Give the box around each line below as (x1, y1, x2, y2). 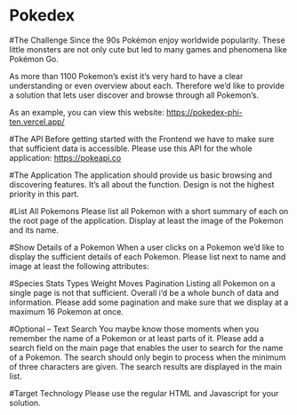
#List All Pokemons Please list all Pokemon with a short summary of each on (9, 205, 289, 216)
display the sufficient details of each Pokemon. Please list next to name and (9, 251, 286, 262)
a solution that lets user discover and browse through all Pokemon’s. (9, 90, 260, 100)
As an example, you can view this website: (9, 107, 165, 117)
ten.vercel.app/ (9, 116, 65, 127)
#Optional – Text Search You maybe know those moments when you (9, 323, 260, 334)
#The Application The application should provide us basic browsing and (9, 170, 273, 180)
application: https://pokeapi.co (9, 152, 122, 163)
